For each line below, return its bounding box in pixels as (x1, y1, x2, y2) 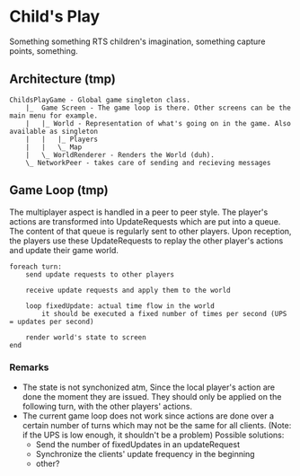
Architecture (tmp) (9, 72, 117, 87)
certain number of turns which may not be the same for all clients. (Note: (22, 419, 292, 430)
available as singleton (9, 127, 99, 136)
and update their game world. (9, 244, 119, 255)
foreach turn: (9, 262, 63, 271)
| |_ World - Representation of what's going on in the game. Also (25, 119, 292, 128)
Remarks (9, 361, 49, 374)
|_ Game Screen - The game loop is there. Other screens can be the (25, 103, 292, 112)
